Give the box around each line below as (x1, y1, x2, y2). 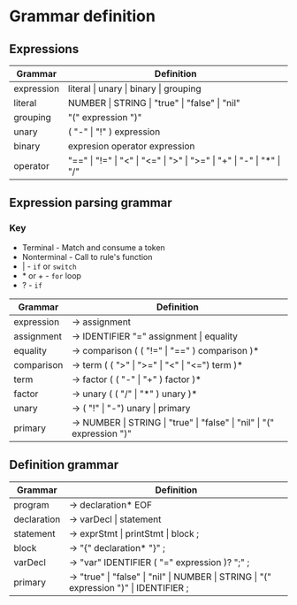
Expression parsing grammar (9, 195, 172, 211)
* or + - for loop (21, 270, 82, 280)
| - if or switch (21, 261, 77, 272)
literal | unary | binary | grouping (67, 82, 202, 95)
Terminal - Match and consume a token (21, 241, 165, 253)
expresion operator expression (67, 140, 195, 152)
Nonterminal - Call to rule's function (21, 251, 153, 262)
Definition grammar (9, 457, 119, 472)
